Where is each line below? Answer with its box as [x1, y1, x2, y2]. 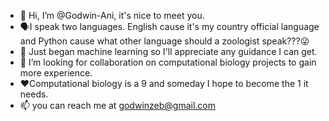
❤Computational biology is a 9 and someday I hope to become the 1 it [19, 78, 309, 89]
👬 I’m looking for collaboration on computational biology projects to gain [19, 56, 317, 68]
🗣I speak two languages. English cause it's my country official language [19, 21, 320, 32]
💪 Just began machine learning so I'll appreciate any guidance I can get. [19, 46, 318, 57]
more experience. [19, 67, 93, 79]
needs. [19, 88, 49, 100]
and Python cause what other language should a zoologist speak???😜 [19, 35, 310, 47]
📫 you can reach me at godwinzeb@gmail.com [19, 100, 217, 111]
